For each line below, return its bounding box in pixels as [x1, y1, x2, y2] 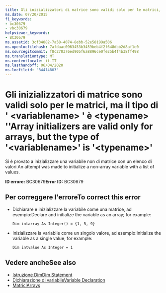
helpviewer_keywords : [5, 30, 50, 35]
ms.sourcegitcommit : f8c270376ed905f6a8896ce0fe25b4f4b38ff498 [5, 49, 139, 54]
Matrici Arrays [12, 282, 41, 288]
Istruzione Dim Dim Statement [12, 272, 73, 278]
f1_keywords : [5, 16, 32, 21]
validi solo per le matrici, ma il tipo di [5, 100, 159, 111]
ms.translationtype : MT [5, 53, 55, 59]
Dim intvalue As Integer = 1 [12, 245, 73, 250]
